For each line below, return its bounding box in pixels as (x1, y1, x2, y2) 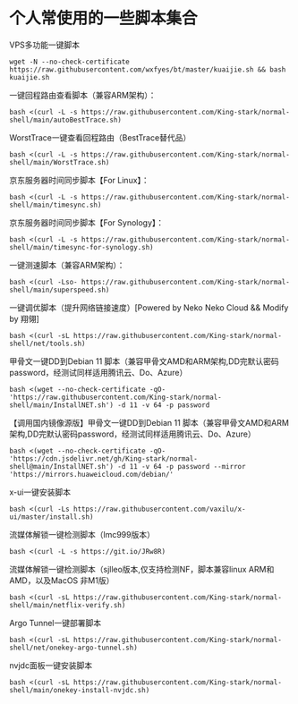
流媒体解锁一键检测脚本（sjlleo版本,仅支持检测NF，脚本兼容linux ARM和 (9, 564, 275, 574)
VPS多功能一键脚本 (9, 39, 81, 50)
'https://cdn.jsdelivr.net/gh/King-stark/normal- (9, 454, 199, 463)
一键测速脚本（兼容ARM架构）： (9, 259, 125, 270)
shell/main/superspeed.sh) (9, 285, 110, 294)
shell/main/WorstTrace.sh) (9, 157, 110, 166)
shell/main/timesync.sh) (9, 200, 102, 209)
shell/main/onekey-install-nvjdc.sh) (9, 685, 150, 694)
